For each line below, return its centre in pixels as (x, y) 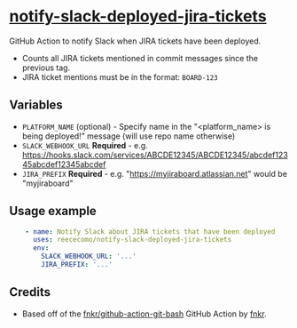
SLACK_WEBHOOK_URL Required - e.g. (85, 145)
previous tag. (46, 68)
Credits (30, 292)
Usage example (53, 211)
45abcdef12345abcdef (64, 164)
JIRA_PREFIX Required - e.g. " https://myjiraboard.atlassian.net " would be (155, 173)
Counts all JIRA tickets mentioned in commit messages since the (140, 58)
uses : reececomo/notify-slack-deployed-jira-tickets (132, 240)
